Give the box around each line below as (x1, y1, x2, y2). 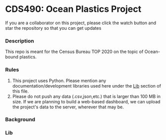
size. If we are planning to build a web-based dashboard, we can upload (12, 98, 161, 104)
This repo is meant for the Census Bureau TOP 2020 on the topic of (5, 48, 144, 55)
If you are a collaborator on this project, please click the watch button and (5, 20, 157, 26)
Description (5, 37, 34, 44)
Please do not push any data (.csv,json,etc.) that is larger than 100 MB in (12, 93, 161, 99)
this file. (12, 88, 29, 94)
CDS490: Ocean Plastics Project (5, 3, 142, 15)
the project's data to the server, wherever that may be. (12, 104, 124, 110)
